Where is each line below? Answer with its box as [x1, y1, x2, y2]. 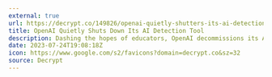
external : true [8, 11, 60, 20]
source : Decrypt [8, 57, 63, 65]
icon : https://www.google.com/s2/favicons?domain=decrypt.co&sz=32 [8, 49, 241, 57]
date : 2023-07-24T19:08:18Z [8, 42, 104, 50]
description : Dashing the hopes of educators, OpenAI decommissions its [8, 34, 259, 43]
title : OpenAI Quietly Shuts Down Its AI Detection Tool [8, 26, 205, 34]
